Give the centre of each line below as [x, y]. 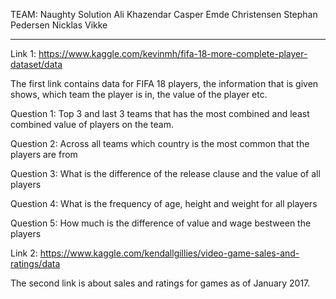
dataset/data [36, 64]
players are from [44, 154]
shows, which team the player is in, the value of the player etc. [139, 94]
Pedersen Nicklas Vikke [59, 25]
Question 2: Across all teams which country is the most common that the [160, 143]
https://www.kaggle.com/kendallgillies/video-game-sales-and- [169, 253]
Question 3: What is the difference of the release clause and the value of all [165, 173]
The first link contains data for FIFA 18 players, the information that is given [164, 83]
